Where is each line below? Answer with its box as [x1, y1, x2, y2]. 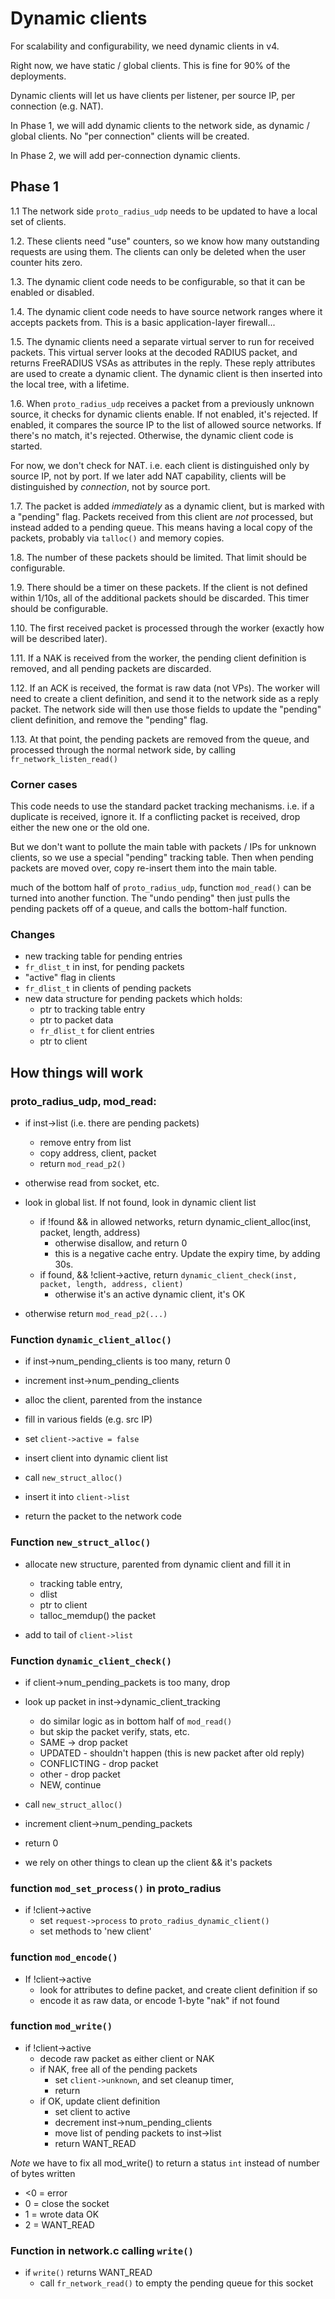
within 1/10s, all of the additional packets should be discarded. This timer [10, 592, 310, 604]
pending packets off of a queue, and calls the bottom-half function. [10, 903, 288, 915]
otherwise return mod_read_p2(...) [24, 1308, 168, 1320]
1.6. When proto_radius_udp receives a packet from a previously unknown [10, 397, 315, 409]
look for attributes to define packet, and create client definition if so [39, 1983, 318, 1996]
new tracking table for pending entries [24, 950, 183, 962]
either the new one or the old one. [10, 822, 150, 834]
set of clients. [10, 215, 67, 227]
